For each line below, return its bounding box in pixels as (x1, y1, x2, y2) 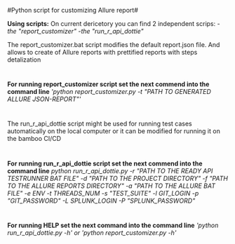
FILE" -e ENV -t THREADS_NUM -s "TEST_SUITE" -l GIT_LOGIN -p (7, 189, 199, 197)
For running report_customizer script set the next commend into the (7, 80, 210, 88)
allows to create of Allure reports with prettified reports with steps (7, 48, 198, 56)
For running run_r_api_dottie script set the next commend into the (7, 159, 203, 168)
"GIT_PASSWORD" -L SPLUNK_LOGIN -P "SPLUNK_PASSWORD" (7, 196, 196, 205)
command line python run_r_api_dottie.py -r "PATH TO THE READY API (7, 166, 213, 175)
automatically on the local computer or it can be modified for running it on (7, 127, 221, 135)
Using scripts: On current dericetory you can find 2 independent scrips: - (7, 20, 220, 27)
